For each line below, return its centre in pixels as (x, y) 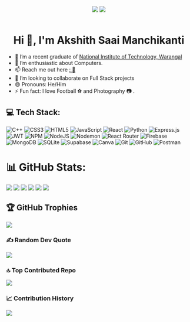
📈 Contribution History (40, 298)
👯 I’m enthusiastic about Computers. (59, 63)
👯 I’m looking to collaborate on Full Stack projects (74, 78)
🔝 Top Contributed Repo (41, 270)
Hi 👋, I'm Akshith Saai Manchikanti (99, 40)
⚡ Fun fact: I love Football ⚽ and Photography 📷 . (75, 91)
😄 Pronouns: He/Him (40, 84)
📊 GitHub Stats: (46, 167)
